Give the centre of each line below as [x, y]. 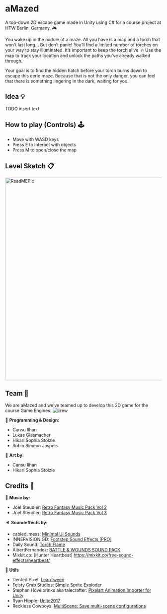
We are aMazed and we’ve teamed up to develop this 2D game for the [77, 406]
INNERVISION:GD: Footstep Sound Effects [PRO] [62, 539]
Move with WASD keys [36, 139]
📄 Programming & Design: [32, 420]
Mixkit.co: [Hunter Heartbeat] [42, 555]
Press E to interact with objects [44, 144]
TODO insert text [22, 108]
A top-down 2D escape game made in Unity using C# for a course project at [83, 22]
